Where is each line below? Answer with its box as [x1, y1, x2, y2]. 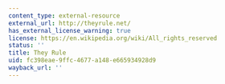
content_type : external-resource [8, 11, 121, 20]
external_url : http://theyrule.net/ [8, 19, 131, 27]
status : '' [8, 42, 45, 50]
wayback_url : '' [8, 64, 63, 72]
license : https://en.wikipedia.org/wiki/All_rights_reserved [8, 34, 218, 42]
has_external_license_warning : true [8, 26, 131, 34]
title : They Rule [8, 49, 67, 57]
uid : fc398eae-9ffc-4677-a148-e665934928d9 [8, 57, 157, 65]
